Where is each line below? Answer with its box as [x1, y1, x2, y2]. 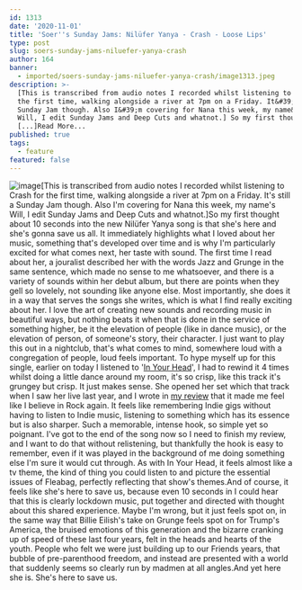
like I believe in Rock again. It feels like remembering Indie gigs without [9, 399, 271, 410]
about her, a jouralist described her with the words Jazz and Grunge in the [9, 256, 285, 267]
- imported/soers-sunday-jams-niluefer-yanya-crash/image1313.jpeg [17, 72, 276, 81]
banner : [9, 64, 39, 73]
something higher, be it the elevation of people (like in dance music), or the [9, 323, 287, 334]
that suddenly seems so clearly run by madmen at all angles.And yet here [9, 562, 281, 573]
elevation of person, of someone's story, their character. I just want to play [9, 333, 285, 344]
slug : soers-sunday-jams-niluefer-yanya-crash [9, 47, 187, 56]
